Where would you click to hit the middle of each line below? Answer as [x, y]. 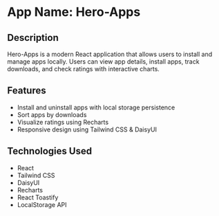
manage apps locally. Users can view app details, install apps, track [103, 62]
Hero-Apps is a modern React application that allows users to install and [110, 54]
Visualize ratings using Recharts [63, 122]
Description [33, 38]
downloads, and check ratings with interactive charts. [84, 69]
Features [27, 91]
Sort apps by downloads [52, 114]
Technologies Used [49, 151]
